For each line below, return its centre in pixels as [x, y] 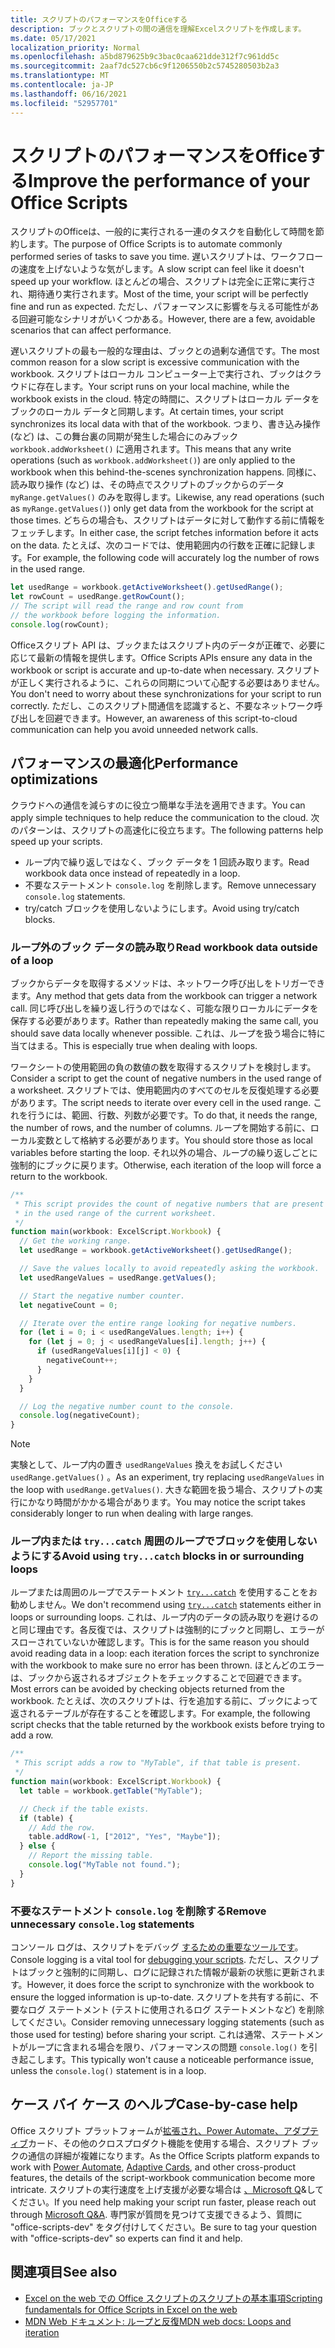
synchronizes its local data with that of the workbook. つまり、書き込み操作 [165, 424]
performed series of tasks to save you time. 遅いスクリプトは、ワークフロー [167, 257]
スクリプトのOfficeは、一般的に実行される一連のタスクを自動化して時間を [163, 232]
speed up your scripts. [56, 841]
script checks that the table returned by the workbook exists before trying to [167, 1725]
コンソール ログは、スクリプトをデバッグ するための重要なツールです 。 [157, 1947]
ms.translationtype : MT [60, 76]
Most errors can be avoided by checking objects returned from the [147, 1689]
